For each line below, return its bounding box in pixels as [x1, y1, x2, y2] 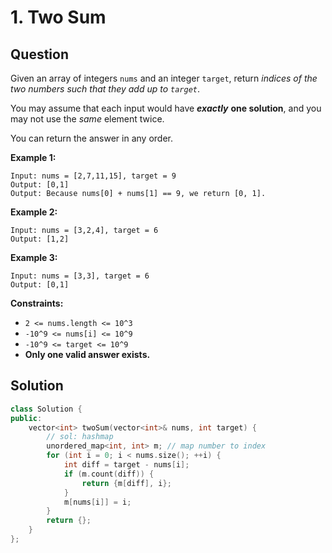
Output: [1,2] [10, 234, 70, 244]
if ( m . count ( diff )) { [63, 469, 155, 479]
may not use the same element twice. [10, 113, 165, 125]
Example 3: [10, 252, 58, 263]
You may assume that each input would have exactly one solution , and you [10, 102, 322, 114]
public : [10, 413, 43, 423]
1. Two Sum [10, 6, 107, 29]
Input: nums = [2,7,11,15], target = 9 [10, 171, 177, 181]
